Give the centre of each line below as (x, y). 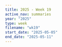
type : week (16, 23)
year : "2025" (18, 19)
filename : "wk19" (23, 28)
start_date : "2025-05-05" (31, 32)
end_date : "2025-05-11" (29, 37)
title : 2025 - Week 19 (28, 10)
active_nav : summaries (28, 14)
